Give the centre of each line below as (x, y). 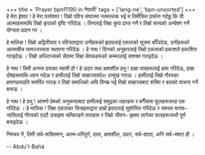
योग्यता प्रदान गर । (24, 30)
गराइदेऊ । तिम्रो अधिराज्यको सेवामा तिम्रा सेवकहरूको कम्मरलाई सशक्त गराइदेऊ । (85, 56)
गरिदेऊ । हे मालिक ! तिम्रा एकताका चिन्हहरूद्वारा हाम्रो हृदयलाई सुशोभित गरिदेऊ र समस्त (90, 108)
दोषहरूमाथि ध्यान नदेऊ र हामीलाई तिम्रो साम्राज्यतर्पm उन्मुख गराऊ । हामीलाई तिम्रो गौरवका (93, 75)
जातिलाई (15, 115)
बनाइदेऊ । (17, 122)
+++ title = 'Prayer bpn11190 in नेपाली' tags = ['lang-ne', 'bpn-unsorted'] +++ (101, 9)
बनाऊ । (15, 89)
